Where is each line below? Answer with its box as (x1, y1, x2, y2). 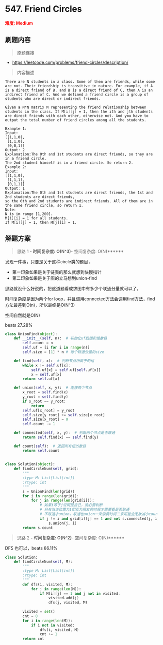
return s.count (22, 525, 53, 530)
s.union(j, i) (48, 521, 77, 526)
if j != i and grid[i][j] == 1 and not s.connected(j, (39, 516, 153, 521)
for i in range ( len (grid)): (22, 493, 79, 498)
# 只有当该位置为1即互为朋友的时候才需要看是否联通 (39, 507, 130, 512)
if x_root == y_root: (22, 399, 66, 404)
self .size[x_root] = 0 (22, 417, 68, 422)
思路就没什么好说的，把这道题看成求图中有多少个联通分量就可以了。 (5, 285, 141, 291)
